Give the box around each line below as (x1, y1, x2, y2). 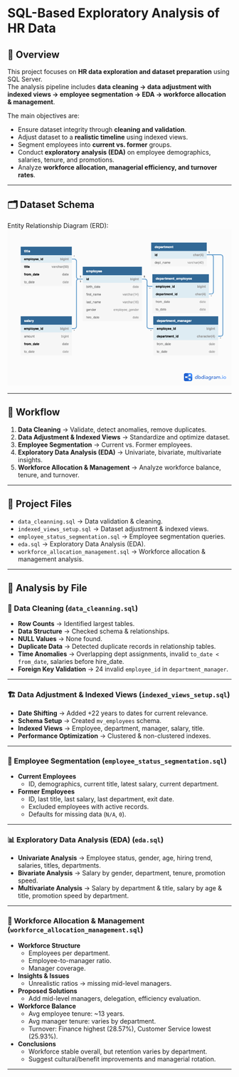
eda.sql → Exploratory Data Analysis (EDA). (17, 539, 146, 548)
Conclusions (17, 1039, 56, 1048)
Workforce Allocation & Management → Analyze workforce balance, (17, 463, 222, 472)
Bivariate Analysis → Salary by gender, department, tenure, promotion (17, 869, 225, 878)
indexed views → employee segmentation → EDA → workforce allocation (7, 90, 226, 98)
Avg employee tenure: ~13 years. (28, 1009, 125, 1018)
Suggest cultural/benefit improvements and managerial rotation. (28, 1054, 216, 1063)
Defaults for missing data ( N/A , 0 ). (28, 810, 127, 818)
